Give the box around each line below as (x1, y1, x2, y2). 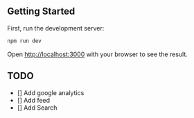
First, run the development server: (7, 24, 105, 32)
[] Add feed (17, 96, 51, 104)
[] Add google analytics (17, 88, 85, 96)
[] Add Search (17, 103, 58, 112)
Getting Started (7, 6, 76, 17)
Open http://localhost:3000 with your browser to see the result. (7, 50, 188, 58)
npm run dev (7, 37, 42, 44)
